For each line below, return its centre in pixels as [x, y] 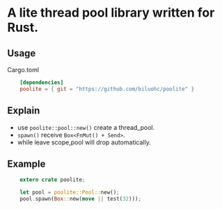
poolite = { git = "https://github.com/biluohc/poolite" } [107, 89]
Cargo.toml [23, 70]
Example [26, 164]
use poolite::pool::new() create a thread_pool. [86, 127]
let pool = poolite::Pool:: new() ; [70, 192]
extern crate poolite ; [53, 180]
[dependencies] [42, 83]
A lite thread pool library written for [111, 13]
